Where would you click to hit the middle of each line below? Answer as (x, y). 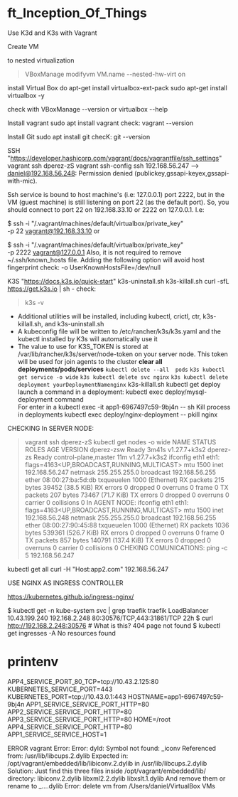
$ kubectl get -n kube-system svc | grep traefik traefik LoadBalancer (108, 610)
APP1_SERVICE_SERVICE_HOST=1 (57, 734)
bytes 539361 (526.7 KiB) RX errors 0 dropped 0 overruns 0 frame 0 (125, 533)
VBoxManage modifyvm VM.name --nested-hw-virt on (105, 74)
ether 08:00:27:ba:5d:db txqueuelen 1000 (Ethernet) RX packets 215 (125, 480)
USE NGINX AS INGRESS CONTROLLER (65, 583)
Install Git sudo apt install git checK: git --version (79, 137)
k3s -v (34, 302)
